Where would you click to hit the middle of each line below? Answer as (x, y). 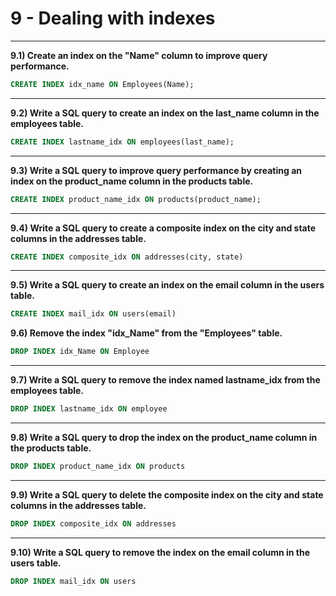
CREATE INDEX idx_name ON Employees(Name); (102, 84)
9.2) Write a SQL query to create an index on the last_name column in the (165, 113)
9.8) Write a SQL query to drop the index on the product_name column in (164, 438)
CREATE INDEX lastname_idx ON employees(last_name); (122, 142)
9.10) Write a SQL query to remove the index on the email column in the (160, 552)
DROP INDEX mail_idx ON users (73, 581)
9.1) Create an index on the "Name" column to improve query (139, 55)
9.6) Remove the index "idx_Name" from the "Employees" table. (146, 333)
